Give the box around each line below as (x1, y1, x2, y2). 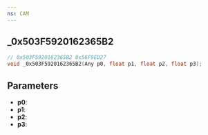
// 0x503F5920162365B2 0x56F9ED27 (7, 54, 107, 61)
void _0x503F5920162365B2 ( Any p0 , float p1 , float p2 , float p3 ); (7, 60, 202, 68)
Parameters (7, 80, 59, 91)
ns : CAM (7, 10, 30, 17)
